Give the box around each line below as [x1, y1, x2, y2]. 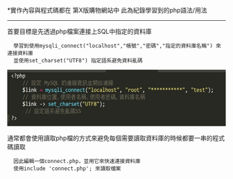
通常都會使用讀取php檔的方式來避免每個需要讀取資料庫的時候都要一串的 [7, 134, 213, 142]
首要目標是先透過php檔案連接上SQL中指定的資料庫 [7, 27, 153, 35]
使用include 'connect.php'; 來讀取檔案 [13, 165, 121, 172]
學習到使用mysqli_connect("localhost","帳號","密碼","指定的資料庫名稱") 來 [13, 42, 222, 49]
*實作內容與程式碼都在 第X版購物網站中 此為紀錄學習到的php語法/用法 [7, 6, 207, 14]
